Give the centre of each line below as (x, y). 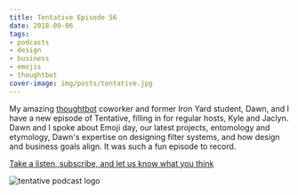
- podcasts (29, 42)
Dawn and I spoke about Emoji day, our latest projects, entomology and (140, 127)
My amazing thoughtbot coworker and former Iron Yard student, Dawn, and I (149, 108)
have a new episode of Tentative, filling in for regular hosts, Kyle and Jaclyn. (149, 118)
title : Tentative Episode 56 (63, 17)
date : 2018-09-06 (41, 26)
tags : (19, 34)
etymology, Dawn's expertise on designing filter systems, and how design (145, 136)
